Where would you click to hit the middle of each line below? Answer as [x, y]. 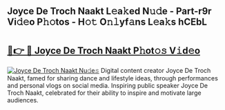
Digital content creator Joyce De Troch [156, 70]
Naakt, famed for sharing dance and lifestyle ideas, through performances [113, 78]
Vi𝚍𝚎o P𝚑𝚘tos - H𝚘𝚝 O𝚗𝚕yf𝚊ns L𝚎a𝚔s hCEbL [107, 22]
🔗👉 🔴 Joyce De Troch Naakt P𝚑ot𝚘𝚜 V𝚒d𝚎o [104, 51]
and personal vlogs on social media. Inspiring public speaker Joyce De [108, 86]
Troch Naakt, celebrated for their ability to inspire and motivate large [104, 93]
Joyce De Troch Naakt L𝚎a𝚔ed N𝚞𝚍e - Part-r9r [109, 11]
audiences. [23, 100]
